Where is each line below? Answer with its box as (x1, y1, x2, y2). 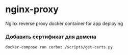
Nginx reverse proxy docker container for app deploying (5, 20, 123, 26)
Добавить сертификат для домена (5, 33, 97, 40)
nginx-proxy (5, 4, 59, 15)
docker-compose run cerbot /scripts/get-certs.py (5, 45, 113, 50)
